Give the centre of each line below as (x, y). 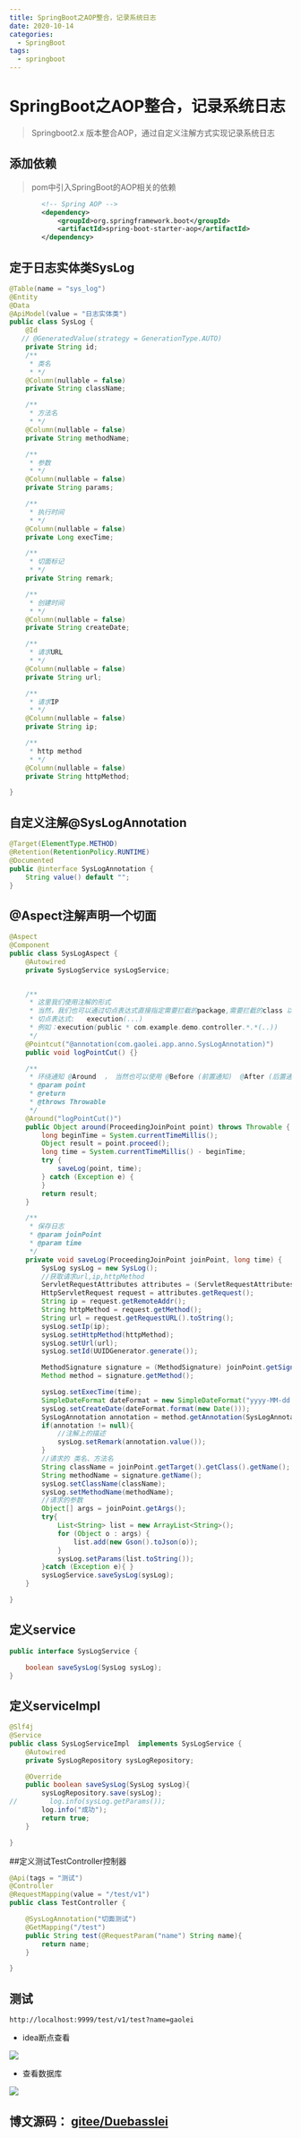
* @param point (58, 1085)
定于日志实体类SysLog (72, 267)
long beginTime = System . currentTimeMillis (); (130, 1135)
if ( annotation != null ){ (88, 1426)
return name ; (66, 1944)
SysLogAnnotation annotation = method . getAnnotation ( (144, 1417)
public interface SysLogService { (74, 1651)
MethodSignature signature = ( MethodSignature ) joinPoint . (154, 1367)
